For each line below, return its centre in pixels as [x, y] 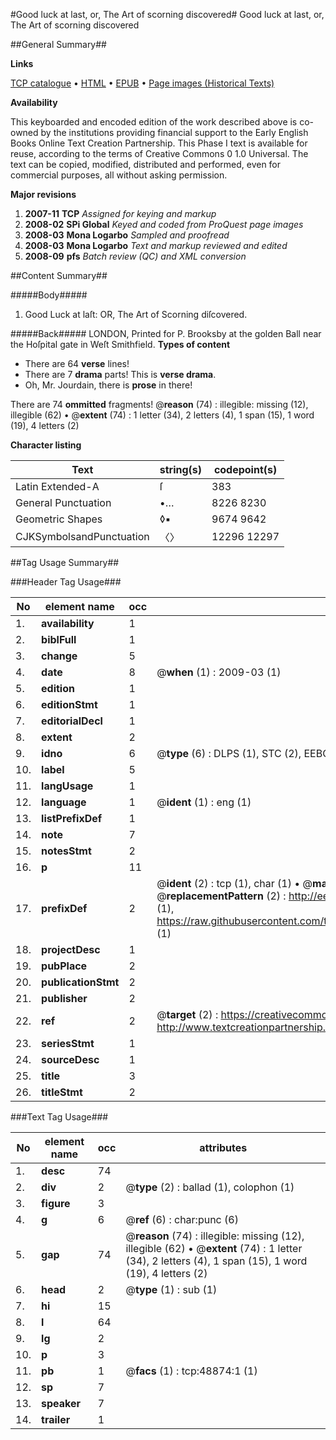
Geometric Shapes [59, 519]
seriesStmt [68, 1043]
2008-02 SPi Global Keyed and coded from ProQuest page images [164, 224]
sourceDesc [70, 1059]
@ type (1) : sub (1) [171, 1289]
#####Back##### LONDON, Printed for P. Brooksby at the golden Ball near [166, 333]
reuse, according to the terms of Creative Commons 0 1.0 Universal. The [159, 153]
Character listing [46, 445]
